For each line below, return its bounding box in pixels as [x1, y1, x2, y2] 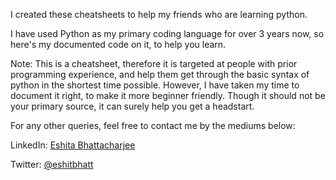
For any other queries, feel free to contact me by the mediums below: [10, 120, 296, 131]
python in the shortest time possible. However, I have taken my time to [10, 79, 300, 91]
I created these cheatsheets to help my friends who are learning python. [10, 9, 308, 20]
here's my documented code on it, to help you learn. [10, 39, 227, 50]
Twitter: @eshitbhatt [10, 159, 94, 170]
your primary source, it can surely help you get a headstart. [10, 100, 255, 112]
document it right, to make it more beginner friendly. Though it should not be [10, 90, 326, 101]
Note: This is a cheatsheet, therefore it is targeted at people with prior [10, 58, 298, 69]
